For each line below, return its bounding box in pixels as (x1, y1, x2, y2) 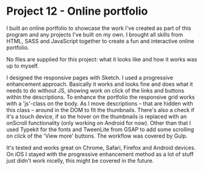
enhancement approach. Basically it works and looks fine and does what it (6, 80, 193, 88)
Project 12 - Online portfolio (6, 4, 148, 18)
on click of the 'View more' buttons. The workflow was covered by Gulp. (6, 132, 188, 140)
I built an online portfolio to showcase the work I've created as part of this (6, 24, 191, 32)
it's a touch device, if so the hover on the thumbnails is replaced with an (6, 113, 187, 120)
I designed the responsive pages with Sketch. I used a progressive (6, 74, 174, 81)
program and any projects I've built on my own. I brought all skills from (6, 30, 183, 38)
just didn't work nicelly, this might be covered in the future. (6, 157, 154, 164)
